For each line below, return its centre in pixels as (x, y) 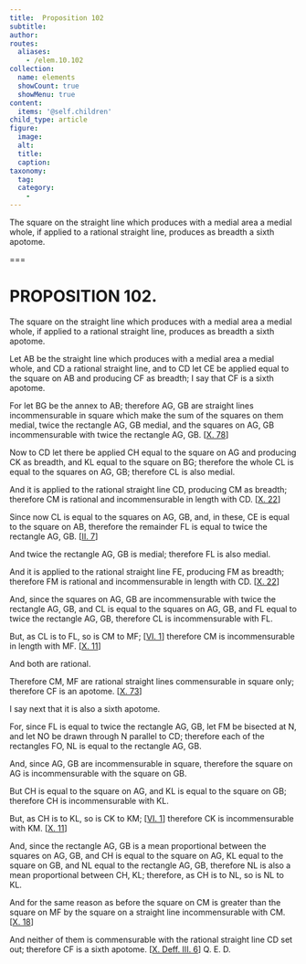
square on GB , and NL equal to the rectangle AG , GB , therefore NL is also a (150, 865)
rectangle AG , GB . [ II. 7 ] (54, 536)
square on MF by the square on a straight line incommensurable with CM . (148, 912)
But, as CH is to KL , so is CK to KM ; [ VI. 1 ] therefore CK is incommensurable (152, 818)
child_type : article (49, 120)
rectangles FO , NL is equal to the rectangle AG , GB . (106, 746)
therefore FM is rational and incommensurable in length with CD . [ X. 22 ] (145, 581)
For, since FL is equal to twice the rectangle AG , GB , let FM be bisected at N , (153, 726)
